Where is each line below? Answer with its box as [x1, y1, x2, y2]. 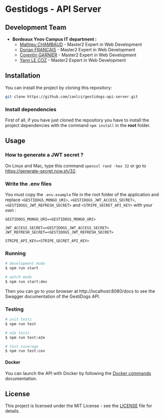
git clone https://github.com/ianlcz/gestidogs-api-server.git [5, 94, 138, 99]
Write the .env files [5, 180, 52, 187]
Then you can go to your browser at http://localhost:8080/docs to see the [5, 288, 156, 294]
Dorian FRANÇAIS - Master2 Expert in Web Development [19, 47, 135, 52]
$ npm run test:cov [5, 348, 45, 354]
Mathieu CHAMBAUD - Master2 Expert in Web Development [19, 42, 142, 47]
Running [5, 250, 26, 256]
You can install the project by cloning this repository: [5, 84, 112, 90]
